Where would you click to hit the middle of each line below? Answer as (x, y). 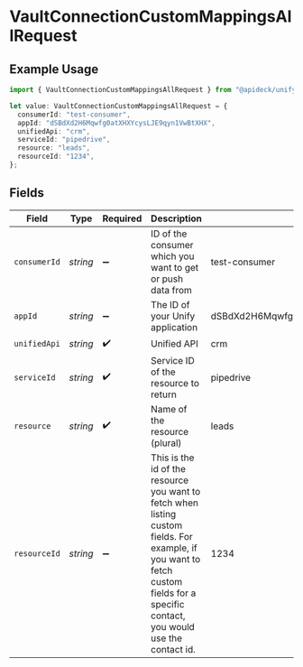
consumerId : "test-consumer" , (74, 115)
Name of (169, 409)
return (164, 394)
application (174, 327)
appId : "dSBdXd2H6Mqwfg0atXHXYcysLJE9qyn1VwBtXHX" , (117, 123)
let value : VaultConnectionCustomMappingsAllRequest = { (119, 106)
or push (166, 279)
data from (171, 290)
